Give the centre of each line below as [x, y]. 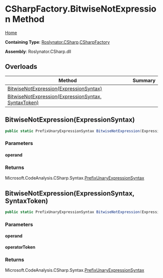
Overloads [21, 67]
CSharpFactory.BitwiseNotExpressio [81, 9]
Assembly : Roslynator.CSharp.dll [38, 51]
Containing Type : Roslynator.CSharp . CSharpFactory [57, 42]
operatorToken [20, 247]
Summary [144, 80]
